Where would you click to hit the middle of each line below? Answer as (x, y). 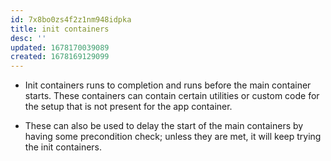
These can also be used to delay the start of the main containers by (164, 126)
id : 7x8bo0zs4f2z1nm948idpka (71, 19)
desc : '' (28, 38)
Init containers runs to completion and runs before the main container (168, 85)
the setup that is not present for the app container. (128, 107)
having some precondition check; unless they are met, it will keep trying (173, 137)
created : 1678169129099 (60, 57)
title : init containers (60, 29)
